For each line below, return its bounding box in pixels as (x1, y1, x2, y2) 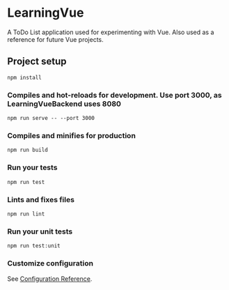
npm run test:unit (7, 243, 61, 250)
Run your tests (7, 162, 58, 172)
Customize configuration (7, 259, 94, 268)
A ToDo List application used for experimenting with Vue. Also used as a (7, 28, 214, 36)
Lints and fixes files (7, 194, 75, 204)
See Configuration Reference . (7, 274, 93, 283)
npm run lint (7, 211, 45, 217)
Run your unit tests (7, 227, 73, 236)
